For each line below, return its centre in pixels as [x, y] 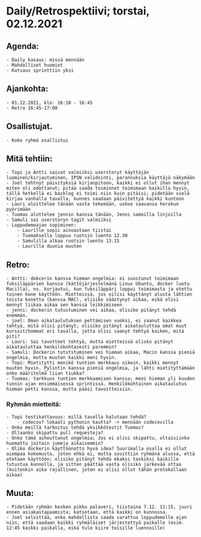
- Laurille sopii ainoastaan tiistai [64, 231]
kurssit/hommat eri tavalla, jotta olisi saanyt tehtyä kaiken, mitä [95, 331]
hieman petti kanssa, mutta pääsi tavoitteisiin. [70, 390]
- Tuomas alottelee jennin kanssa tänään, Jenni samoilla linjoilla [94, 215]
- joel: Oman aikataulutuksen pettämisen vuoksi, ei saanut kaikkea [94, 321]
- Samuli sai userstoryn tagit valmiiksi [59, 220]
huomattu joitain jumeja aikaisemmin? [55, 443]
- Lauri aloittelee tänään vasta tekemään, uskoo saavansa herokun [93, 204]
